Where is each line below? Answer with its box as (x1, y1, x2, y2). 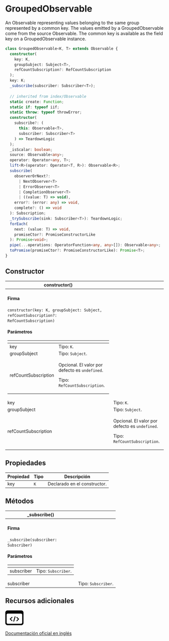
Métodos (5, 497, 34, 506)
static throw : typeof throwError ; (10, 110, 82, 115)
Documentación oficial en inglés (5, 630, 72, 636)
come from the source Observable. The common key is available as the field (5, 30, 163, 36)
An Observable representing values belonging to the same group (5, 20, 140, 26)
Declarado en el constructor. (47, 481, 107, 487)
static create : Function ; (10, 99, 64, 104)
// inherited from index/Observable (10, 94, 87, 99)
